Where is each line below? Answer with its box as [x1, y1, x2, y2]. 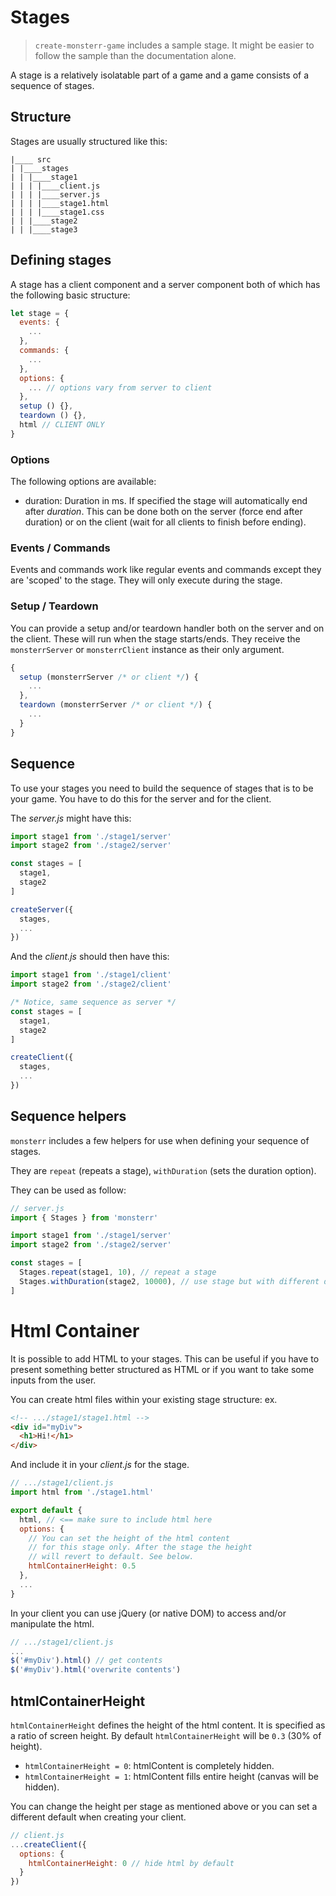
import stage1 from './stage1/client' [10, 970, 172, 980]
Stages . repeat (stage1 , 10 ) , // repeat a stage [19, 1267, 217, 1278]
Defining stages [10, 252, 112, 269]
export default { [10, 1505, 83, 1515]
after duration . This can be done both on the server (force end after [24, 506, 303, 518]
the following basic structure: [10, 289, 131, 301]
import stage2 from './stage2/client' [10, 979, 172, 990]
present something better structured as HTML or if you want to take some [10, 1363, 315, 1375]
